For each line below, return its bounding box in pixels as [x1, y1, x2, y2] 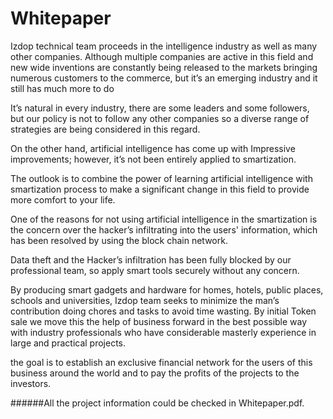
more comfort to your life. [10, 193, 116, 206]
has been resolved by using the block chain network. [10, 234, 228, 246]
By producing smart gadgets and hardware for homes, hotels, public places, [10, 283, 324, 296]
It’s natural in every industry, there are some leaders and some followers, [10, 102, 310, 114]
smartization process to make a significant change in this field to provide [10, 183, 310, 195]
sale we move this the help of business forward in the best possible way [10, 315, 308, 327]
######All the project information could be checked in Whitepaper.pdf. [10, 397, 305, 409]
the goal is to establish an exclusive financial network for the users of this [10, 356, 313, 368]
